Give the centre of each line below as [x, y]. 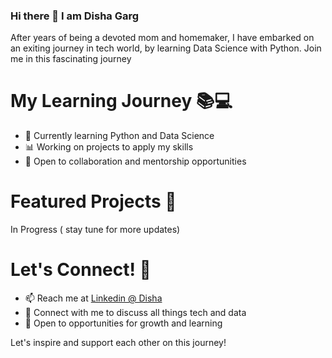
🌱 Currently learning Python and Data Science [119, 136]
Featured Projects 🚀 [93, 201]
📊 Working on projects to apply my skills [109, 147]
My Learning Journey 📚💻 [121, 101]
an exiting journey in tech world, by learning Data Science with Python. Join [166, 48]
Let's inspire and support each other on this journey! [118, 343]
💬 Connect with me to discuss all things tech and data [135, 313]
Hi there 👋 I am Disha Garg [75, 16]
